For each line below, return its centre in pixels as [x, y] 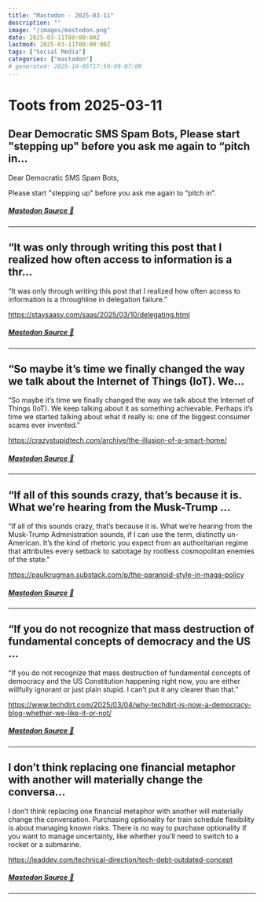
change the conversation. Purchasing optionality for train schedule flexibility [132, 819]
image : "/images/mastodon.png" [59, 30]
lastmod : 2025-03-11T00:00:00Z [59, 45]
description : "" [35, 23]
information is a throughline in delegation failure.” [88, 299]
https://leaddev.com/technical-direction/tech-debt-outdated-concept [121, 860]
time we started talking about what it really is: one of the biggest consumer [129, 417]
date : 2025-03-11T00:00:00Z [54, 37]
